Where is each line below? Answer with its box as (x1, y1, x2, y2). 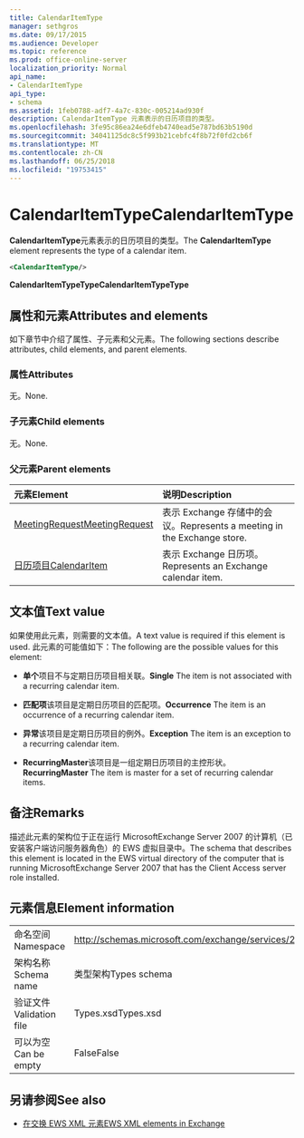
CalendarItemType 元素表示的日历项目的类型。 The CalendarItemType (9, 235, 271, 246)
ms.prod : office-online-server (9, 55, 128, 64)
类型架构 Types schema (73, 968, 173, 980)
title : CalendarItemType (9, 13, 103, 23)
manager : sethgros (9, 22, 79, 31)
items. (22, 776, 46, 787)
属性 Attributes (9, 368, 74, 381)
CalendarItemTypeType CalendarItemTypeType (9, 279, 189, 290)
